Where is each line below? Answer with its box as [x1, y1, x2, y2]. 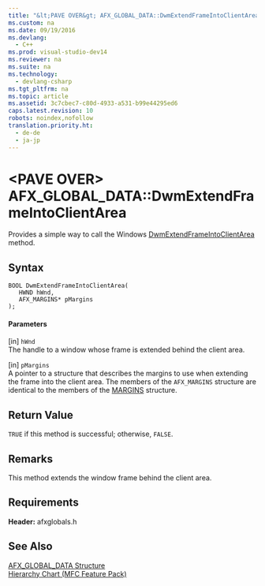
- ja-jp [15, 136, 41, 144]
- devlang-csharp [15, 77, 73, 85]
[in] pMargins [8, 360, 50, 370]
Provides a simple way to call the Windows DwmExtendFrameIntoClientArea [8, 230, 255, 239]
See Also [8, 539, 53, 553]
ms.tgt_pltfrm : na [8, 84, 69, 93]
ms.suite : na [8, 63, 51, 71]
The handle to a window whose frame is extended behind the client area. [8, 345, 245, 355]
